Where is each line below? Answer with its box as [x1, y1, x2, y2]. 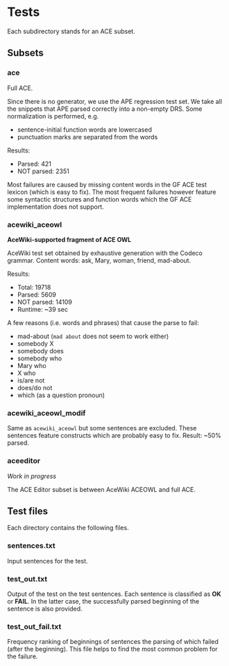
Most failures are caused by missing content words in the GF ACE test [7, 180, 207, 189]
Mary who [17, 361, 46, 369]
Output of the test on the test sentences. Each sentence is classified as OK [7, 590, 221, 598]
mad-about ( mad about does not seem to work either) [17, 332, 169, 340]
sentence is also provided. [7, 604, 83, 613]
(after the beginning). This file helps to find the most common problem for [7, 645, 218, 654]
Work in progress [7, 472, 57, 480]
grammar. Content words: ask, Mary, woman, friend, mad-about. [7, 256, 192, 264]
